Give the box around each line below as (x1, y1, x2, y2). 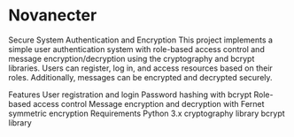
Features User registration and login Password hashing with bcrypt (8, 89, 252, 100)
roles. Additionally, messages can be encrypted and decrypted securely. (8, 72, 273, 82)
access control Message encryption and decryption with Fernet (33, 98, 265, 109)
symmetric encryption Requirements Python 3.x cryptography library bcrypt (8, 108, 285, 118)
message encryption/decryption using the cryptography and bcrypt (8, 53, 255, 64)
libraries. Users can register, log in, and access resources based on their (8, 63, 274, 73)
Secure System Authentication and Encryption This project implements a (8, 34, 274, 45)
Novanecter (8, 5, 97, 26)
